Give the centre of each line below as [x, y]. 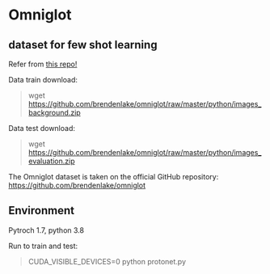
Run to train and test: [43, 246]
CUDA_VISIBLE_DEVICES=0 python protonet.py [107, 261]
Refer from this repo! [43, 64]
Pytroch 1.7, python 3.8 [46, 230]
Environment [42, 211]
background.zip [54, 112]
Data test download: [42, 128]
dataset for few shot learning [83, 45]
